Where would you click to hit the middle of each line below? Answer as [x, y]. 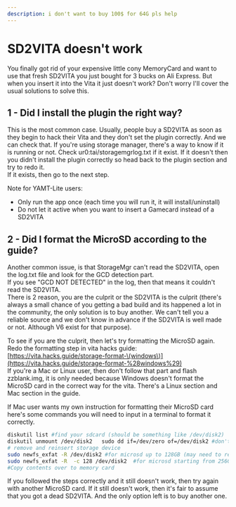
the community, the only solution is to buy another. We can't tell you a [108, 312]
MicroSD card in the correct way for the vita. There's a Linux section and [112, 386]
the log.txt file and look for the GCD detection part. [81, 275]
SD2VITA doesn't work [75, 48]
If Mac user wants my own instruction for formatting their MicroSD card [111, 407]
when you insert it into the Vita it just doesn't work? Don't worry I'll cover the [118, 83]
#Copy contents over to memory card [61, 468]
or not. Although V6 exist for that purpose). [70, 327]
